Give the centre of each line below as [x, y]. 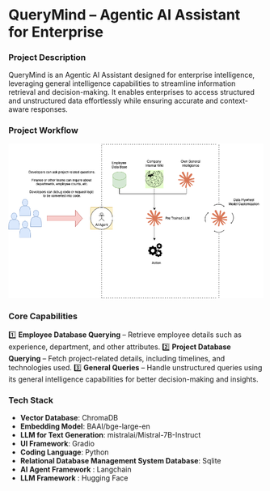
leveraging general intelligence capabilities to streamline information [122, 83]
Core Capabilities [43, 316]
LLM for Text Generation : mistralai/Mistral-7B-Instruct [110, 435]
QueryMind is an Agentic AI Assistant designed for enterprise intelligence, [132, 75]
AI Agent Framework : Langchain [76, 470]
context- [234, 101]
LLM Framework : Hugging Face [74, 478]
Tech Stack [31, 400]
